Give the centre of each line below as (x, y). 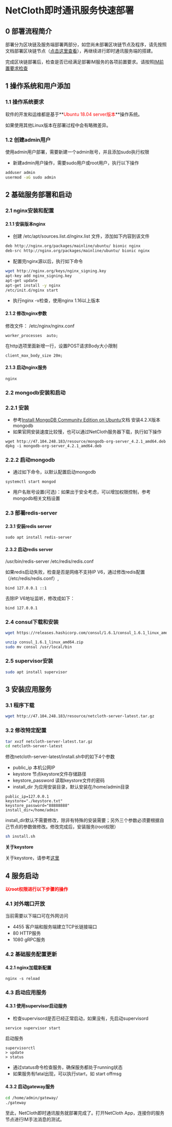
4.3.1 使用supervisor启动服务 (36, 1006)
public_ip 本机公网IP (34, 768)
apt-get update (21, 280)
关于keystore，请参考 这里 (33, 858)
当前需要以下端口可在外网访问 (37, 916)
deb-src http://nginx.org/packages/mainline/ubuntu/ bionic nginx (78, 251)
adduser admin (20, 172)
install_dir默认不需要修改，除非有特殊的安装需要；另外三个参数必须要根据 (82, 820)
